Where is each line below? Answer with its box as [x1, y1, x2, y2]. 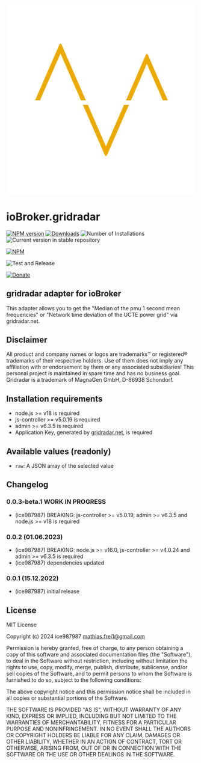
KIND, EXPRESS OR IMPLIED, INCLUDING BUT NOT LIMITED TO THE [6, 712, 177, 720]
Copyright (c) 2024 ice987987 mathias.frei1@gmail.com [6, 633, 146, 640]
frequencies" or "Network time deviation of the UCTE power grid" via [6, 311, 178, 318]
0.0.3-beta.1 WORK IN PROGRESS [6, 498, 107, 506]
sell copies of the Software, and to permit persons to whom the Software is [6, 670, 193, 678]
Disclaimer [6, 334, 48, 345]
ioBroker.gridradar [6, 210, 100, 224]
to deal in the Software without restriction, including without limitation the [6, 657, 188, 664]
